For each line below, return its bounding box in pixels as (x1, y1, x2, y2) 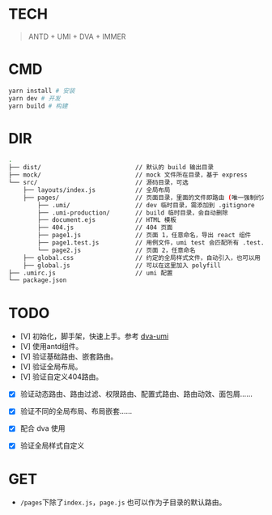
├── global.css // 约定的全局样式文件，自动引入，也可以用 (23, 253, 261, 262)
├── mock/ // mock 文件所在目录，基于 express (8, 171, 249, 179)
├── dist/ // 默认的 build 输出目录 (8, 164, 215, 172)
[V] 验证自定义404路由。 (19, 372, 104, 381)
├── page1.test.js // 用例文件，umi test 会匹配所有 (37, 239, 240, 247)
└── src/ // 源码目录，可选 (8, 179, 189, 187)
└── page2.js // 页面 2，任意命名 (37, 246, 196, 254)
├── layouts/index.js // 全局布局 (23, 185, 171, 194)
